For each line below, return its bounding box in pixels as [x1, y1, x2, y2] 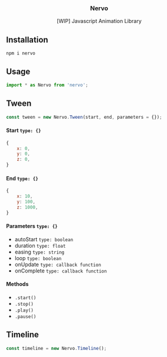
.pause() [14, 314, 37, 320]
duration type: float [14, 242, 66, 249]
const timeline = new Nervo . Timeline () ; [6, 345, 107, 351]
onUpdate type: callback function [14, 261, 101, 268]
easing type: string [14, 248, 65, 255]
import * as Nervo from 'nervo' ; [6, 82, 89, 88]
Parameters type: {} [6, 223, 58, 230]
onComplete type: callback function [14, 267, 107, 274]
